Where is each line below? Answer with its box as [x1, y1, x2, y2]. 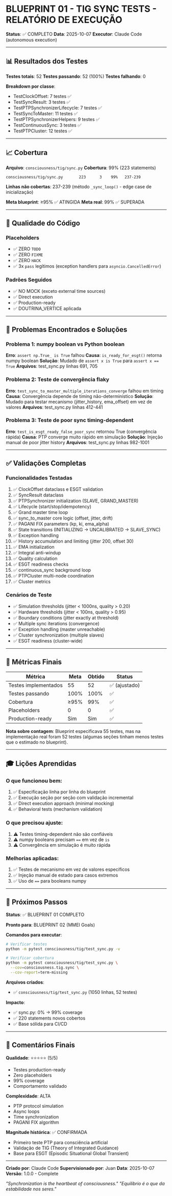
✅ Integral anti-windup [13, 549, 61, 555]
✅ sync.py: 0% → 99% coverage [13, 1009, 83, 1015]
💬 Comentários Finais [6, 1041, 76, 1049]
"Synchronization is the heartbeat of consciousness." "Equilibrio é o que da [6, 1180, 165, 1186]
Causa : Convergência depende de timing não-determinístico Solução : [6, 393, 154, 399]
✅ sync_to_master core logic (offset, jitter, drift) [13, 515, 113, 521]
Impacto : [6, 999, 25, 1005]
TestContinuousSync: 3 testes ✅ [13, 122, 82, 128]
